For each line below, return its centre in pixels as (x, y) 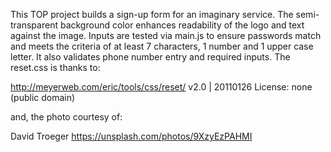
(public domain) (43, 97)
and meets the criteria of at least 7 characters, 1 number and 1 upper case (162, 46)
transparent (34, 25)
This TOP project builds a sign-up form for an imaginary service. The (152, 14)
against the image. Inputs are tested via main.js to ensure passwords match (166, 35)
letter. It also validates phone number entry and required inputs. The (150, 57)
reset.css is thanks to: (55, 67)
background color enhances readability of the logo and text (182, 25)
